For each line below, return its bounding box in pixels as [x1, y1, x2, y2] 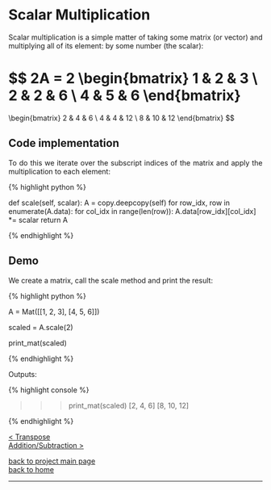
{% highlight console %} [8, 385, 90, 395]
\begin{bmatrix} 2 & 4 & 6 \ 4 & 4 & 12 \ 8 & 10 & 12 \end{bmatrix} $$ [8, 113, 236, 123]
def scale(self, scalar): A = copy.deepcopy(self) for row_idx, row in [8, 198, 230, 207]
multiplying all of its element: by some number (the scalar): [8, 40, 204, 50]
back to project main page [8, 456, 96, 466]
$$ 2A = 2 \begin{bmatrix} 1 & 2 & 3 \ [8, 69, 258, 88]
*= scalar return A [8, 215, 69, 224]
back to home [8, 464, 55, 474]
